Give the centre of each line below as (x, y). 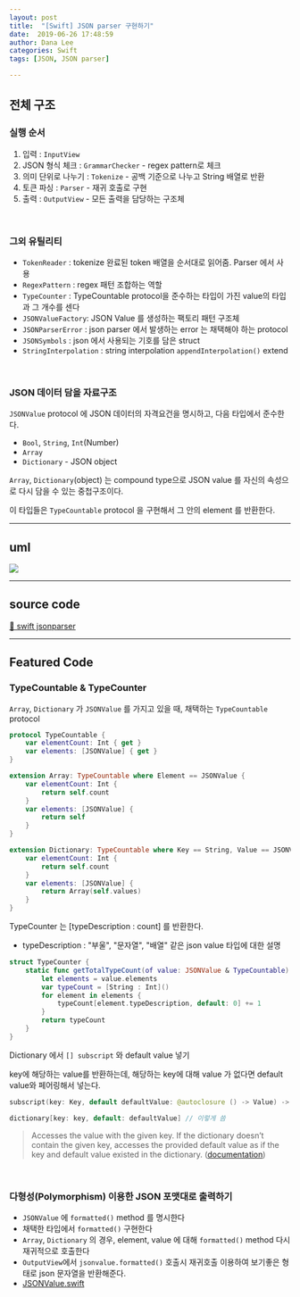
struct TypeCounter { (50, 962)
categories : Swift (43, 51)
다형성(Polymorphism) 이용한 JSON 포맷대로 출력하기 (121, 1196)
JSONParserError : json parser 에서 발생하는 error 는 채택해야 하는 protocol (155, 329)
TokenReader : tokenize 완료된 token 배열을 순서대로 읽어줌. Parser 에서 (148, 262)
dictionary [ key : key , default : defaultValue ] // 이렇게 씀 (117, 1118)
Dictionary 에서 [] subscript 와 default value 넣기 (100, 1055)
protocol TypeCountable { (57, 735)
